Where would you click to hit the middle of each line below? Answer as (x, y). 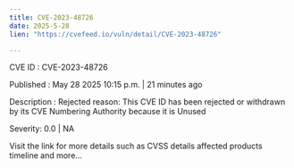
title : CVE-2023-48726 (51, 17)
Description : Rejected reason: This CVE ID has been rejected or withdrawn (147, 102)
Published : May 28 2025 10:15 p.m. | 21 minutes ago (106, 85)
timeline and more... (46, 155)
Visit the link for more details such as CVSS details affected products (136, 146)
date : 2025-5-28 (39, 26)
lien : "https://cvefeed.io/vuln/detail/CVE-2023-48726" (115, 34)
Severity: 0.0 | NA (42, 129)
